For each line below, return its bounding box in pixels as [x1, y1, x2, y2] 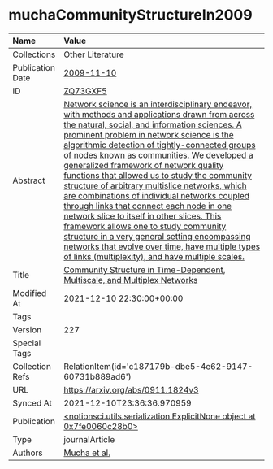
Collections [12, 49, 56, 60]
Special [12, 337, 41, 349]
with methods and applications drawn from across [63, 108, 255, 119]
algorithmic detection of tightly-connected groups [63, 139, 256, 150]
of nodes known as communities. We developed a [63, 149, 253, 160]
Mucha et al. [63, 447, 111, 458]
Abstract [12, 175, 45, 186]
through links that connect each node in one [63, 200, 232, 211]
